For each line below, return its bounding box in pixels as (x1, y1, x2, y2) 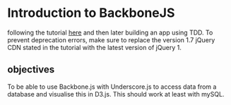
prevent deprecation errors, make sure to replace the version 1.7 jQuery (7, 35, 215, 44)
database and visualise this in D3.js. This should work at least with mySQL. (7, 89, 225, 98)
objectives (7, 63, 55, 75)
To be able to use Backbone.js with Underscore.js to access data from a (7, 82, 217, 91)
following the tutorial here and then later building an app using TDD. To (7, 28, 213, 37)
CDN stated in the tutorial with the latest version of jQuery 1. (7, 43, 182, 51)
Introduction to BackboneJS (7, 5, 175, 21)
